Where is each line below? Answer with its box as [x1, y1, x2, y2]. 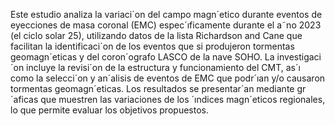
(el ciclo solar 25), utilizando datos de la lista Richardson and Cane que [10, 30, 303, 41]
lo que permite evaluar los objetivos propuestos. [10, 104, 209, 116]
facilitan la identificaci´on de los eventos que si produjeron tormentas [10, 40, 295, 52]
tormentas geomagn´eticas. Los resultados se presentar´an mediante [10, 83, 295, 94]
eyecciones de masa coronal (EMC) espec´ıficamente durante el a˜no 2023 [10, 19, 322, 31]
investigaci [276, 51, 322, 63]
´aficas [10, 94, 39, 105]
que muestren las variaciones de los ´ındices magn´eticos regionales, [40, 94, 326, 105]
